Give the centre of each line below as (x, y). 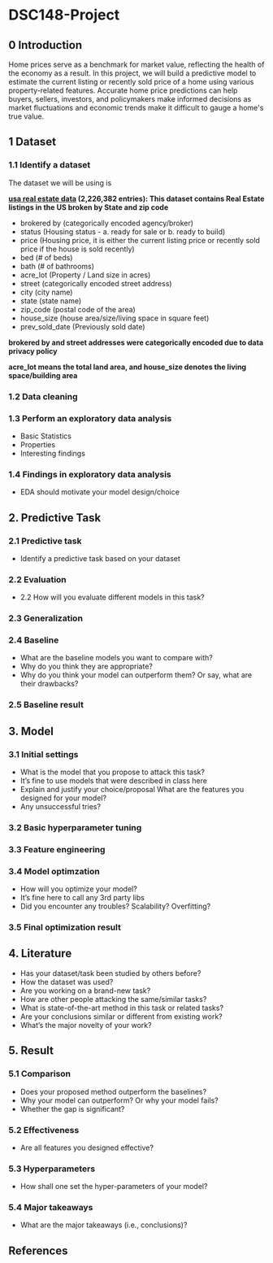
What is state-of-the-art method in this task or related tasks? (122, 1008)
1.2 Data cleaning (43, 396)
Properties (37, 444)
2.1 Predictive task (45, 541)
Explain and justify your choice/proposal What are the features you (132, 790)
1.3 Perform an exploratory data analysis (90, 418)
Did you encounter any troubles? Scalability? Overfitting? (115, 906)
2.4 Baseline (34, 640)
